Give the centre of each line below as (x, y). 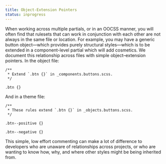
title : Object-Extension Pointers (41, 10)
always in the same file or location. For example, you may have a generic (80, 39)
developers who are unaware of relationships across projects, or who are (80, 146)
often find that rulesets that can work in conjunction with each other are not (83, 34)
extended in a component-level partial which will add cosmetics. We (75, 50)
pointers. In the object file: (32, 60)
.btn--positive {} (24, 123)
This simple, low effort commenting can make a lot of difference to (74, 141)
